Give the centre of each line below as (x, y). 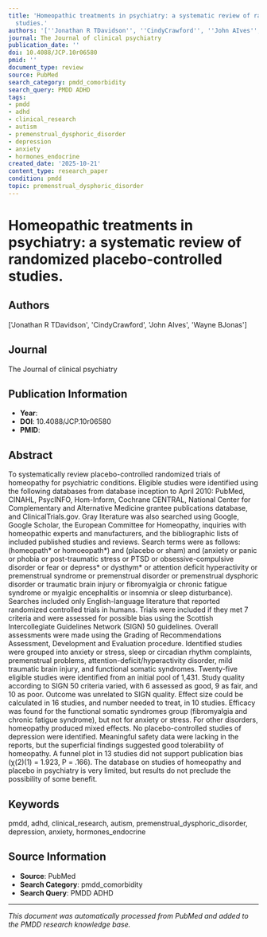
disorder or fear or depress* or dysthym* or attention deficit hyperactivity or (133, 567)
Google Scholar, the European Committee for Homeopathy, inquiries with (127, 525)
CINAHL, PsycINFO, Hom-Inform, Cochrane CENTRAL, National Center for (130, 500)
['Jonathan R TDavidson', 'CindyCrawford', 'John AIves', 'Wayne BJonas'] (128, 324)
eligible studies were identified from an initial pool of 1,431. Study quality (126, 677)
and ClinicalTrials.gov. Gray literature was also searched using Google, (124, 517)
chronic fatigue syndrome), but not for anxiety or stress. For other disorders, (133, 720)
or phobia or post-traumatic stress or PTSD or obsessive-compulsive (121, 559)
